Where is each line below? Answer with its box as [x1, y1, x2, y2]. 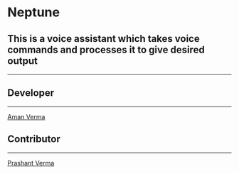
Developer [7, 87, 55, 99]
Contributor [7, 133, 60, 146]
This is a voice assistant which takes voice [7, 33, 201, 45]
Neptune [7, 4, 60, 21]
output [7, 55, 38, 67]
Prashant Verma [7, 158, 55, 167]
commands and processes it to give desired [7, 43, 205, 55]
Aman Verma [7, 112, 46, 121]
